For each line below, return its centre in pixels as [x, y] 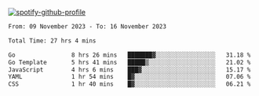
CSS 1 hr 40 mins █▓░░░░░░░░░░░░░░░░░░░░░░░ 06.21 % [129, 84]
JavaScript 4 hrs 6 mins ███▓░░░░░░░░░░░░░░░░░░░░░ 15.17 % [129, 70]
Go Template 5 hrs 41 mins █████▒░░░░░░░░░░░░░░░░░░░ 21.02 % [129, 62]
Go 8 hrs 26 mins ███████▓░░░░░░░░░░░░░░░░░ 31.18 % [129, 55]
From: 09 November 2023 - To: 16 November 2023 [88, 27]
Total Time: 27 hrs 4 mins [52, 41]
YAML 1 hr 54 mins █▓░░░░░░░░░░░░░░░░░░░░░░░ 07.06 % [129, 77]
